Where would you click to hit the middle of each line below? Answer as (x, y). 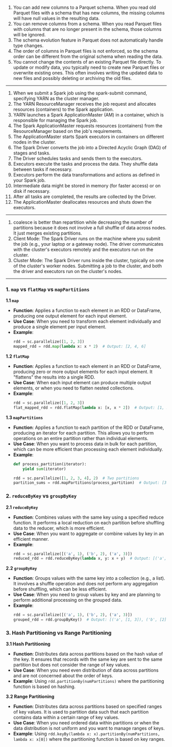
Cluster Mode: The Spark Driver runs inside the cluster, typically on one (88, 260)
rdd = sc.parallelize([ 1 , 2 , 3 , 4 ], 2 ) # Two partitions (76, 478)
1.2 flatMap (18, 357)
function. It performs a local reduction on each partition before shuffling (89, 522)
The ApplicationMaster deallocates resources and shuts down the (82, 202)
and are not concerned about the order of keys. (63, 676)
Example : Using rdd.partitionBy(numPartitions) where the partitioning (89, 681)
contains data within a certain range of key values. (66, 717)
